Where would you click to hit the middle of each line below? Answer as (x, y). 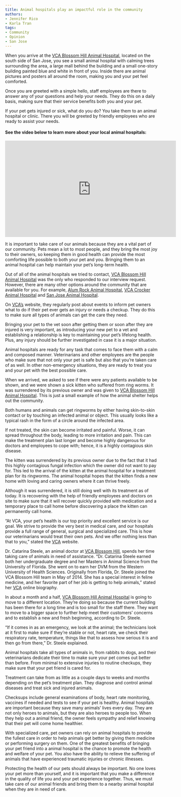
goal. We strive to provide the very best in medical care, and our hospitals (79, 526)
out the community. (25, 400)
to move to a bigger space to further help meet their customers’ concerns (79, 612)
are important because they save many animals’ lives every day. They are (79, 707)
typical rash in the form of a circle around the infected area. (65, 420)
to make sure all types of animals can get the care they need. (66, 315)
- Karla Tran (18, 23)
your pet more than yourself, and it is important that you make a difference (80, 774)
